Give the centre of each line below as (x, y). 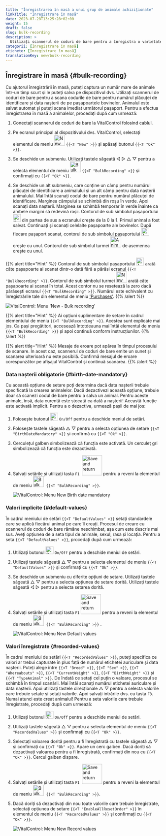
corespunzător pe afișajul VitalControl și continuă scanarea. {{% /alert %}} (81, 362)
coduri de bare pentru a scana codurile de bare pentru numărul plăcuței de (81, 98)
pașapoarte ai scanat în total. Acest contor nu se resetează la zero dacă (79, 286)
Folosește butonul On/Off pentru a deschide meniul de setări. (79, 419)
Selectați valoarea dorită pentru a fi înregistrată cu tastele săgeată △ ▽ (85, 741)
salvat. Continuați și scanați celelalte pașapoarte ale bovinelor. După (82, 225)
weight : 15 (17, 23)
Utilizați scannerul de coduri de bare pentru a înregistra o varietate (86, 42)
